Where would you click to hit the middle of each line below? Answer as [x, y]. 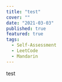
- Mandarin [25, 56]
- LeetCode [25, 51]
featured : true [25, 34]
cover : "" [18, 17]
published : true [26, 28]
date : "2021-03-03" [30, 23]
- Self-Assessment [34, 45]
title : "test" [24, 12]
